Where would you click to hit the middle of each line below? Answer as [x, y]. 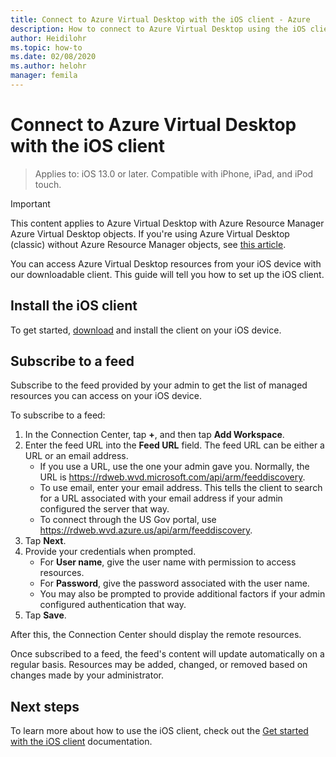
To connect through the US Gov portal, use [128, 520]
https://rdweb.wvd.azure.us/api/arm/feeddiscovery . [146, 530]
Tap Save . [45, 615]
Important [30, 203]
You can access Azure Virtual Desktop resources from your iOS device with [166, 263]
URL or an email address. [76, 456]
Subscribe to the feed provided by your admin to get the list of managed [159, 385]
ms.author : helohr [48, 66]
